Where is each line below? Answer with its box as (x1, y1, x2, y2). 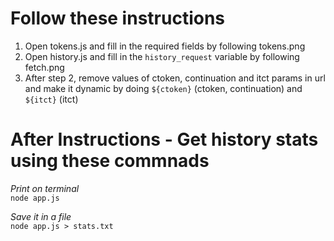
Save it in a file (10, 210, 72, 222)
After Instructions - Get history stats (10, 128, 319, 151)
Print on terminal (10, 182, 80, 194)
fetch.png (24, 61, 65, 73)
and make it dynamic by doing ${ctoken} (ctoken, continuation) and (24, 82, 303, 94)
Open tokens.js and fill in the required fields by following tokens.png (24, 40, 306, 52)
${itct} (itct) (24, 93, 79, 105)
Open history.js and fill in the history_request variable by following (24, 50, 300, 62)
